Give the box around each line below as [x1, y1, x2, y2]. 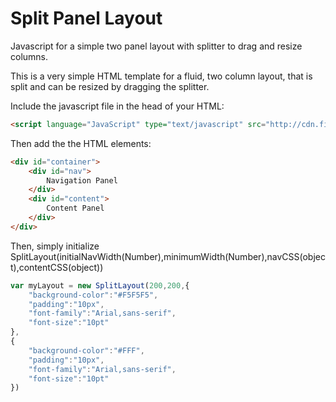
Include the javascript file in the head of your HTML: [10, 100, 225, 112]
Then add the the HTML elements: [10, 137, 152, 149]
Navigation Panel [46, 175, 118, 186]
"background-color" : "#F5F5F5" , [28, 290, 159, 300]
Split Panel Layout [10, 7, 163, 30]
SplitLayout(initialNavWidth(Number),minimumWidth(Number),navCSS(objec [10, 250, 326, 262]
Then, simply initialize [10, 240, 100, 252]
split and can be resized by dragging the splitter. [10, 80, 210, 92]
